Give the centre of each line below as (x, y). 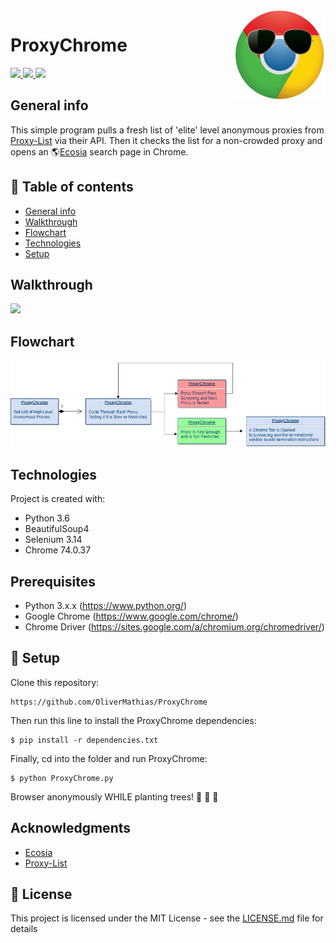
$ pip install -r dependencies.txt (84, 740)
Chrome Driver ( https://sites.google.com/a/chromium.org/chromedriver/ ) (174, 626)
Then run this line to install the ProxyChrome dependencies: (133, 720)
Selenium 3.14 (53, 540)
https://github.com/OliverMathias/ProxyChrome (109, 702)
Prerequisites (53, 581)
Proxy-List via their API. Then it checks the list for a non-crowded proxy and (166, 140)
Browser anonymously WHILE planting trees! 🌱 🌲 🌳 (114, 796)
